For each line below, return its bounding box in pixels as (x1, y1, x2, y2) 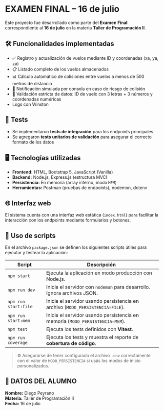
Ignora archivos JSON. (46, 290, 98, 296)
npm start (7, 273, 30, 279)
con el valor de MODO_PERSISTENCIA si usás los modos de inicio (17, 358, 141, 363)
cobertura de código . (46, 340, 97, 346)
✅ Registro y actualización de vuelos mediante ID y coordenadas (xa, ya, (12, 55, 159, 61)
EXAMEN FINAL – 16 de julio (5, 3, 120, 15)
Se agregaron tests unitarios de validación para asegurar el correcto (12, 134, 152, 140)
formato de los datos (12, 139, 54, 145)
